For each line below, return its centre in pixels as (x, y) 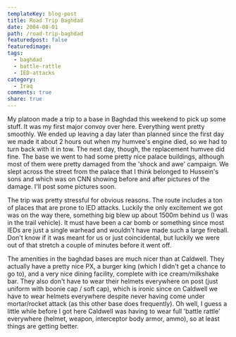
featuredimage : (30, 47)
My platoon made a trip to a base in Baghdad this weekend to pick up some (117, 119)
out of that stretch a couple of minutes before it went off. (89, 245)
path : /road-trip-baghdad (45, 33)
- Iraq (23, 86)
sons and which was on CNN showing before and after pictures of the (108, 179)
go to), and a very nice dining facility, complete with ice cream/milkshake (113, 274)
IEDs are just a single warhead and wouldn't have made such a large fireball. (118, 230)
